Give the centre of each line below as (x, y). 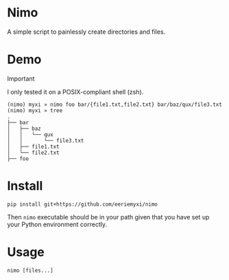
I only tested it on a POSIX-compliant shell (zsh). (75, 91)
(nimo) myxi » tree (35, 110)
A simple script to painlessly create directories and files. (86, 32)
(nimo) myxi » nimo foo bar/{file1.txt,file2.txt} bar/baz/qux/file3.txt (115, 105)
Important (21, 78)
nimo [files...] (30, 270)
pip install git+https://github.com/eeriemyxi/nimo (82, 204)
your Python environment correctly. (57, 224)
